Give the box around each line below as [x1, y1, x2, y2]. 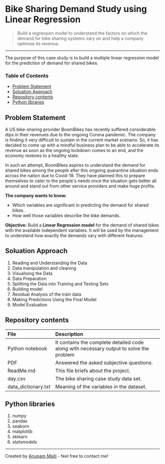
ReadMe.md [7, 367, 36, 374]
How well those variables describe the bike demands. [12, 213, 121, 218]
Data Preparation [12, 276, 47, 281]
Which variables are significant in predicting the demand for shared [12, 202, 149, 208]
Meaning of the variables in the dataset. [55, 383, 147, 390]
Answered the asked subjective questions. [55, 359, 153, 366]
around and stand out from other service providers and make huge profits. [5, 183, 156, 189]
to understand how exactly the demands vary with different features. [5, 233, 144, 239]
